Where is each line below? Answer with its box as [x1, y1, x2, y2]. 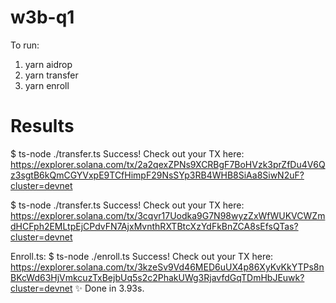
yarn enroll [24, 79, 70, 91]
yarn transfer [24, 69, 79, 81]
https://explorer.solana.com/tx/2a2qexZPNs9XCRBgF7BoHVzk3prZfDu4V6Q [10, 158, 326, 170]
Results [10, 115, 75, 138]
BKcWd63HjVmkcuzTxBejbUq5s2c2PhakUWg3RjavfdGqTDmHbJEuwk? [10, 271, 305, 283]
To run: [10, 39, 40, 51]
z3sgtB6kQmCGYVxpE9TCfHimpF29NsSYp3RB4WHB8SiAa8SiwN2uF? [10, 169, 305, 181]
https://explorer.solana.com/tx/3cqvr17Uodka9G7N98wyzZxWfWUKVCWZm [10, 209, 326, 221]
